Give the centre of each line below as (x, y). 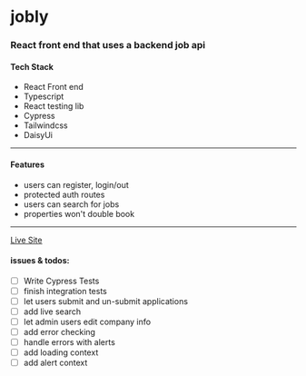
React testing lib (54, 106)
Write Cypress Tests (61, 281)
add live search (52, 312)
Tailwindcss (45, 125)
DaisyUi (38, 135)
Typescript (44, 96)
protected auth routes (64, 194)
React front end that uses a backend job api (108, 45)
